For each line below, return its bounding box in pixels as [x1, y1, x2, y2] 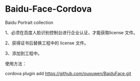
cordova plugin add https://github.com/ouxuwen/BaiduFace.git [5, 70, 132, 76]
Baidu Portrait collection [5, 20, 54, 25]
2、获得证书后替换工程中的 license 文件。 [5, 40, 89, 46]
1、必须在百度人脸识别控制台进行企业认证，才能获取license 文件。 [5, 29, 138, 35]
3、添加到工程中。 [5, 50, 42, 56]
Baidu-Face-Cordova [5, 3, 92, 15]
